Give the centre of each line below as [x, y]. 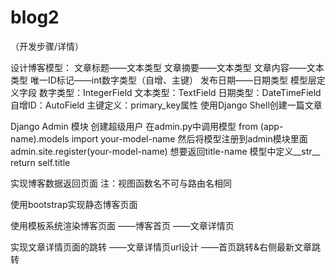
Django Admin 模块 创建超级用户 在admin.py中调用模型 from [134, 126]
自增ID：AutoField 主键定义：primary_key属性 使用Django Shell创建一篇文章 [166, 105]
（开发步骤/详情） [47, 46]
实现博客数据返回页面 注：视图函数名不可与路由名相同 [121, 183]
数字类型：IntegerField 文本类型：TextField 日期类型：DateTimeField [180, 92]
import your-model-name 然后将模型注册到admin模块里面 [189, 138]
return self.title [40, 162]
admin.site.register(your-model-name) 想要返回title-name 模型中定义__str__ [165, 151]
